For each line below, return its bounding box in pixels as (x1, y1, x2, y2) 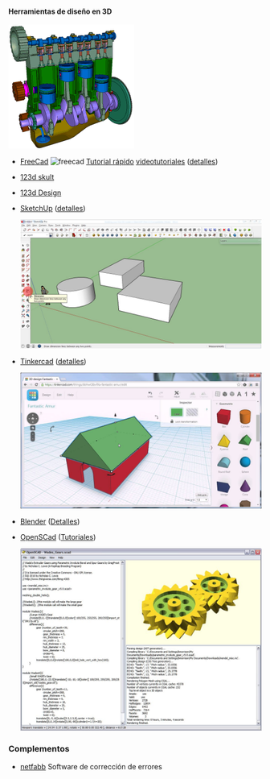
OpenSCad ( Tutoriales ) (19, 532, 96, 542)
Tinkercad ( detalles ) (19, 357, 87, 367)
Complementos (8, 744, 70, 755)
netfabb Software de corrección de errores (19, 761, 162, 771)
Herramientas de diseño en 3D (8, 6, 112, 16)
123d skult (19, 172, 55, 182)
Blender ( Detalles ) (19, 516, 80, 527)
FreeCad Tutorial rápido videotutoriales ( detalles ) (19, 157, 219, 167)
